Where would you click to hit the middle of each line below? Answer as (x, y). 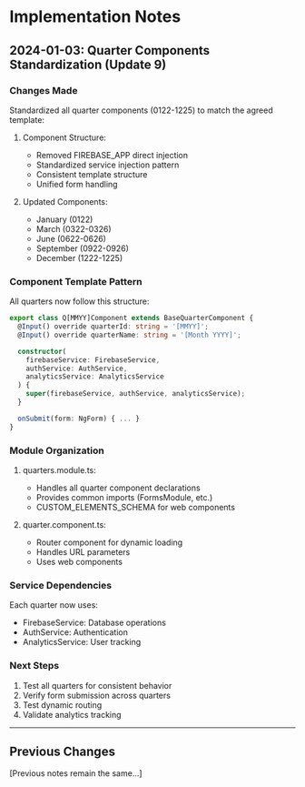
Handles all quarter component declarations (118, 488)
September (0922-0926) (83, 248)
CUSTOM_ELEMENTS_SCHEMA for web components (136, 507)
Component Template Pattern (76, 281)
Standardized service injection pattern (108, 165)
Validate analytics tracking (72, 714)
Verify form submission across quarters (96, 695)
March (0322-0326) (74, 228)
